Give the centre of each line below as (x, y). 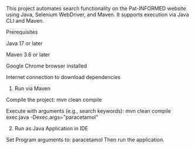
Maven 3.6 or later (28, 54)
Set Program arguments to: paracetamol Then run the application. (85, 140)
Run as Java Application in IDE (51, 128)
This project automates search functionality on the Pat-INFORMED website (96, 8)
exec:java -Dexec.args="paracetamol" (52, 117)
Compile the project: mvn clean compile (54, 100)
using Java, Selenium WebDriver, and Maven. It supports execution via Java (97, 15)
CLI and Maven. (25, 21)
